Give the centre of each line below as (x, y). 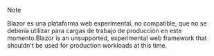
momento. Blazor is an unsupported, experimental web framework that (107, 38)
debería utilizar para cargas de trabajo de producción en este (95, 31)
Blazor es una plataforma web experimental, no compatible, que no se (107, 23)
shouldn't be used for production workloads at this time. (87, 45)
